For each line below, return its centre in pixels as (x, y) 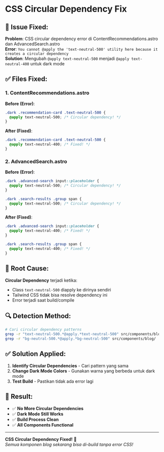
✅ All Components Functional (43, 425)
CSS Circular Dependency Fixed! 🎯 (41, 439)
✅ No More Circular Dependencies (48, 408)
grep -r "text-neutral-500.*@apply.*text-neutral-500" (62, 334)
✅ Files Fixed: (26, 79)
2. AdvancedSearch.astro (36, 161)
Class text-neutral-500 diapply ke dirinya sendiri (61, 289)
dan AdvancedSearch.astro (32, 44)
